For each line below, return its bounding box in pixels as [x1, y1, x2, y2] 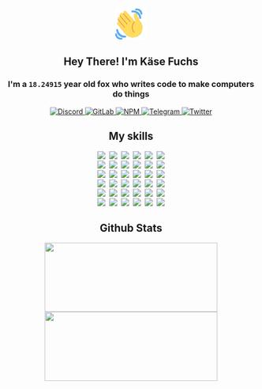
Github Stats [99, 221, 163, 235]
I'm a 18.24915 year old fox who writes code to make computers [7, 79, 255, 90]
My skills [108, 130, 154, 143]
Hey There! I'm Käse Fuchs [63, 55, 199, 69]
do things [112, 89, 150, 100]
